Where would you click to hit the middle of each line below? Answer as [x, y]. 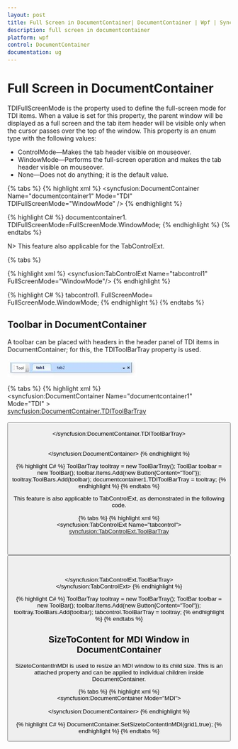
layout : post [27, 15]
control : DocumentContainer [49, 45]
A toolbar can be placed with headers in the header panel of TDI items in [113, 341]
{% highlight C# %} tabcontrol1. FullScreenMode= [80, 295]
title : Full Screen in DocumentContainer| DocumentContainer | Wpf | [112, 22]
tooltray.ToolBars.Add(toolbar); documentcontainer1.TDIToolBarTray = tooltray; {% [119, 480]
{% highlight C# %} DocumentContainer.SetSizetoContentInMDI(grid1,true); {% [119, 724]
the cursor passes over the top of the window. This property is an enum [112, 131]
